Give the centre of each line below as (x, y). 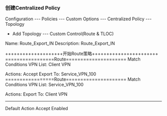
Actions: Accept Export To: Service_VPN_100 (51, 74)
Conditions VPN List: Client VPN (38, 64)
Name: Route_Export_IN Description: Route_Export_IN (60, 44)
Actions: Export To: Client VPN (37, 94)
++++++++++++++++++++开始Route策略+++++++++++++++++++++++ (82, 54)
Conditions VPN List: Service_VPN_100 (44, 85)
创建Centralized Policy (33, 7)
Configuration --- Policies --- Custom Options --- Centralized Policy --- (79, 19)
